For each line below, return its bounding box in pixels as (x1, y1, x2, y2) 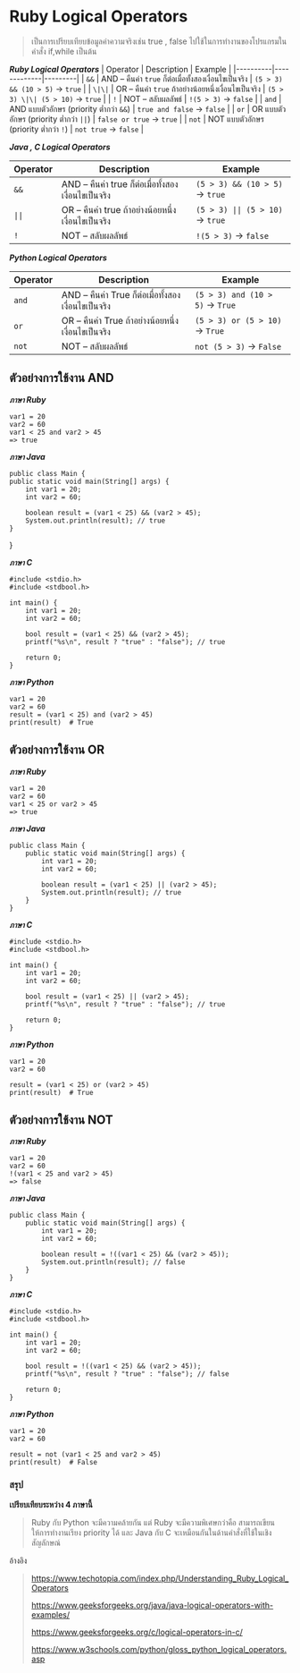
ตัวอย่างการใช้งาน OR (9, 743, 105, 758)
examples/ (30, 1609, 70, 1620)
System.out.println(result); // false (41, 1258, 186, 1267)
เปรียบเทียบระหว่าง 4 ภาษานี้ (9, 1499, 93, 1509)
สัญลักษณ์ (30, 1537, 61, 1548)
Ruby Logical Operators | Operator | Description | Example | (9, 64, 232, 74)
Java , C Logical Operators (9, 141, 111, 152)
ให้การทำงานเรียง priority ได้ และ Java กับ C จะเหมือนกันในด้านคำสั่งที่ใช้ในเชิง (30, 1527, 272, 1538)
